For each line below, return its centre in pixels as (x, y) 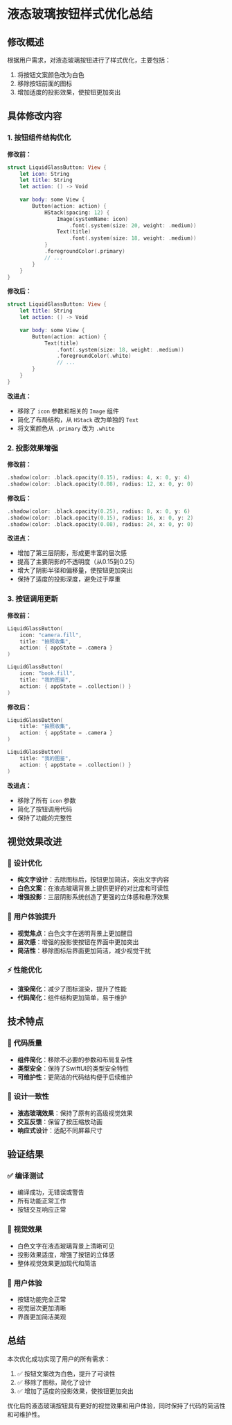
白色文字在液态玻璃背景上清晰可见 (66, 1246)
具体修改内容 (35, 116)
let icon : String (45, 174)
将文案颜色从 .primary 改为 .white (66, 428)
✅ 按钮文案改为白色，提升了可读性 (66, 1374)
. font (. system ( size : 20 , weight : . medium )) (133, 225)
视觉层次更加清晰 (42, 1308)
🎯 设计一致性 (28, 1096)
